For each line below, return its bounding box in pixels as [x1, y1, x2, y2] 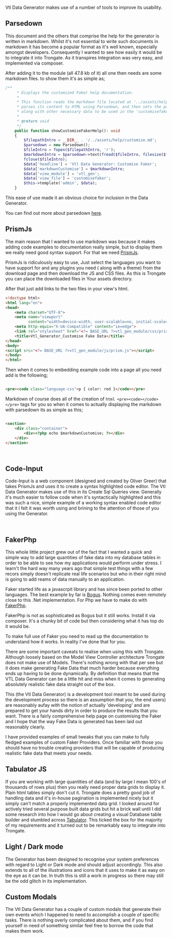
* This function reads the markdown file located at [16, 99, 132, 105]
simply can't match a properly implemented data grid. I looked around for [5, 800, 160, 806]
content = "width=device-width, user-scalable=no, [28, 319, 134, 324]
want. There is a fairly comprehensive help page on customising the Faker [5, 713, 162, 719]
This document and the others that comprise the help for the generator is [5, 33, 160, 39]
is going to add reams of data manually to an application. [5, 576, 125, 582]
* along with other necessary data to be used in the [16, 109, 134, 114]
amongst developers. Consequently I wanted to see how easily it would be [5, 49, 162, 55]
